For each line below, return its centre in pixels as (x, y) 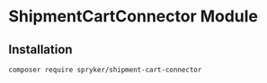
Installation (40, 50)
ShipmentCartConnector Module (133, 17)
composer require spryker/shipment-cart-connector (105, 70)
